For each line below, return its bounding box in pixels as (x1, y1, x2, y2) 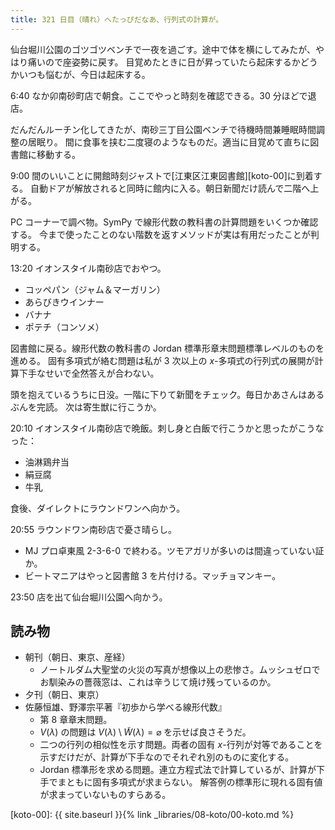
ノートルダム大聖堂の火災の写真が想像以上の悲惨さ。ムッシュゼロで (39, 664, 321, 676)
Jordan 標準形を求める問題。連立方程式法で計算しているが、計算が (39, 764, 317, 776)
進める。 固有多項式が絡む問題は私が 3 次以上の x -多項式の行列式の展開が (10, 354, 315, 366)
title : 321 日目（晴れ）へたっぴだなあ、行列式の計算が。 (10, 14, 224, 25)
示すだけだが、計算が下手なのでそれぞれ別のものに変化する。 (39, 751, 295, 763)
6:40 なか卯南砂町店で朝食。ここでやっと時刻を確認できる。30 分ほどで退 (10, 89, 317, 101)
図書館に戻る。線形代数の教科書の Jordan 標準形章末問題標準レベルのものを (10, 342, 325, 354)
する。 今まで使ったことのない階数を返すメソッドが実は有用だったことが (10, 228, 311, 240)
